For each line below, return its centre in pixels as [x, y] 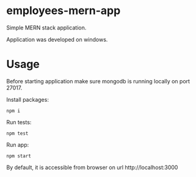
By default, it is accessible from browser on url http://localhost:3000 [92, 167]
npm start [19, 156]
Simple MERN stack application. [46, 28]
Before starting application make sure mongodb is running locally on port [98, 81]
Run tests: [19, 122]
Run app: [18, 145]
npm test [17, 133]
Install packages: [27, 99]
